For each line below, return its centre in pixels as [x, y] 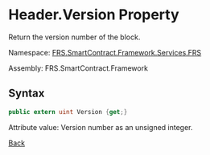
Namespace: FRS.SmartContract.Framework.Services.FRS [105, 52]
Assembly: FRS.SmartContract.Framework [78, 68]
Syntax [27, 94]
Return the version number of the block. [74, 37]
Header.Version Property [94, 15]
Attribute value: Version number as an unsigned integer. [101, 127]
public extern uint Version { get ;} [68, 112]
